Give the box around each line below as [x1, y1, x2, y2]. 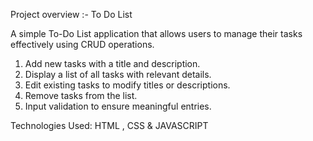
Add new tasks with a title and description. [24, 58, 201, 69]
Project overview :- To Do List [10, 9, 133, 20]
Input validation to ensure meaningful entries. [24, 100, 212, 112]
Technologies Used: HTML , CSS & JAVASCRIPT [10, 120, 209, 131]
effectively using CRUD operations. [10, 39, 155, 50]
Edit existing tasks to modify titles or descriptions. [24, 79, 231, 91]
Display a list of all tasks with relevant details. [24, 69, 212, 80]
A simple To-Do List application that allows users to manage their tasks [10, 28, 303, 39]
